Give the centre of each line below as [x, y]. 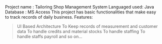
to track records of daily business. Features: [49, 17]
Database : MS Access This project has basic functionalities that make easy [81, 12]
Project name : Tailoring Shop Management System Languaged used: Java [80, 7]
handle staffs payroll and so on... [49, 36]
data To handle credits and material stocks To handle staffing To [81, 31]
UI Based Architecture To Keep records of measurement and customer [87, 26]
